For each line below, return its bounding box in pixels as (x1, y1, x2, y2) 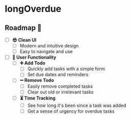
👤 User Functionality (12, 54, 57, 60)
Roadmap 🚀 (5, 23, 42, 32)
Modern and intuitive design (19, 43, 79, 49)
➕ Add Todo (19, 60, 45, 66)
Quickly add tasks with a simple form (27, 66, 106, 72)
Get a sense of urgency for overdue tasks (27, 108, 115, 114)
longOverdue (5, 3, 62, 15)
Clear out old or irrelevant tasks (27, 89, 94, 95)
